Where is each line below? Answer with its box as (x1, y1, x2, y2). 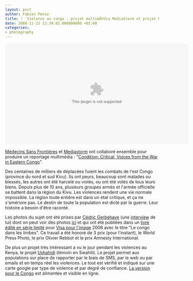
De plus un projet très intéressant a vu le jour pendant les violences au (5, 244, 147, 250)
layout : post (5, 7, 32, 12)
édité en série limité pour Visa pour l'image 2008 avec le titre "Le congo (5, 225, 150, 230)
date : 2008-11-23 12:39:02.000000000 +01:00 (5, 20, 97, 26)
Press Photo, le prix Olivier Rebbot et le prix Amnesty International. (5, 235, 139, 241)
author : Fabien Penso (5, 12, 49, 17)
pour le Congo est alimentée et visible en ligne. (5, 270, 100, 276)
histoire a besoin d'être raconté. (5, 205, 69, 210)
